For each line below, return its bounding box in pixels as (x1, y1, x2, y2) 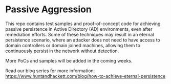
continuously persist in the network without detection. (5, 48, 119, 54)
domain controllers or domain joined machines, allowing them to (5, 42, 141, 48)
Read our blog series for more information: (5, 68, 95, 74)
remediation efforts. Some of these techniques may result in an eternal (5, 31, 155, 37)
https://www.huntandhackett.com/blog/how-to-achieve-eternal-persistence (5, 73, 166, 79)
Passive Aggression (5, 4, 92, 15)
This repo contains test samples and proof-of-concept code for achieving (5, 20, 161, 27)
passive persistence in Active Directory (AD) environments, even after (5, 26, 153, 32)
